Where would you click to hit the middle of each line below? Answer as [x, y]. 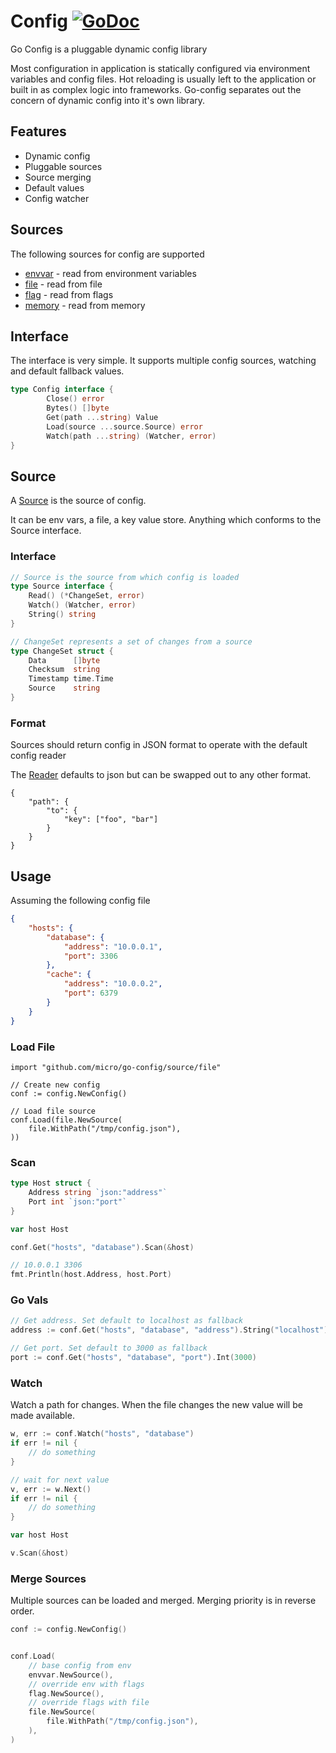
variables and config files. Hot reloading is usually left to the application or [163, 79]
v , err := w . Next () [51, 1489]
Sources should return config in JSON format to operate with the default [159, 745]
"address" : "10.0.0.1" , [113, 946]
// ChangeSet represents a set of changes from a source [131, 641]
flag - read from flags [69, 294]
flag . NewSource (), [66, 1693]
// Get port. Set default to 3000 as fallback [109, 1348]
